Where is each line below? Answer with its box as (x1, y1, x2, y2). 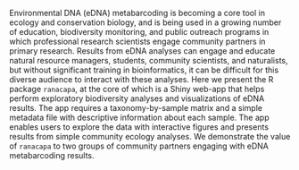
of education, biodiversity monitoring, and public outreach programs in (9, 27, 270, 37)
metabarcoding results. (9, 150, 96, 160)
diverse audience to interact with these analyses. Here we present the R (9, 74, 274, 84)
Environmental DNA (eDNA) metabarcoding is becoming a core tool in (9, 8, 266, 18)
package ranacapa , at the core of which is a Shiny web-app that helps (9, 84, 265, 94)
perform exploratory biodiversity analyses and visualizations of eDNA (9, 93, 265, 104)
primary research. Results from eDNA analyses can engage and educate (9, 46, 276, 56)
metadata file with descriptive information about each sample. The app (9, 112, 270, 123)
